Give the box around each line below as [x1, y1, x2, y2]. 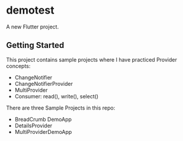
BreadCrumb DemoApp [14, 116, 72, 123]
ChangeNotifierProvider [14, 80, 73, 87]
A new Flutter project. [6, 23, 59, 30]
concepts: [6, 62, 31, 69]
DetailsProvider [14, 122, 53, 129]
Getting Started [6, 40, 65, 50]
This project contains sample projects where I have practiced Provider [6, 56, 178, 63]
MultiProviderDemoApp [14, 128, 72, 135]
